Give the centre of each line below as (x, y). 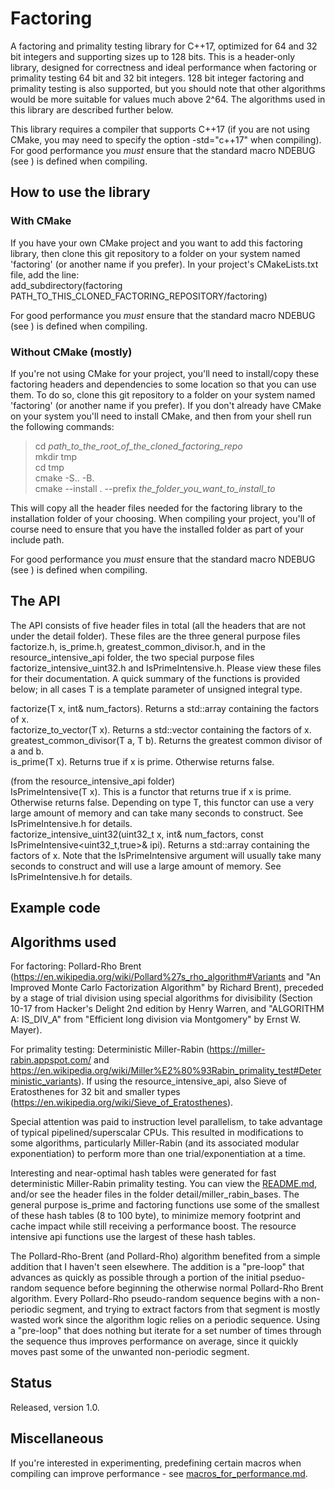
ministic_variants (44, 1081)
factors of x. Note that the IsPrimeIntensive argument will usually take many (166, 855)
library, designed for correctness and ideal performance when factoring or (163, 67)
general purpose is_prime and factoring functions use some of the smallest (165, 1204)
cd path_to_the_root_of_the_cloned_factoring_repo (138, 446)
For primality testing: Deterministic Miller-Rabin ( (110, 1049)
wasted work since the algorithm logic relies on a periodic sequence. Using (165, 1319)
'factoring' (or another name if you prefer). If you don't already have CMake (166, 405)
